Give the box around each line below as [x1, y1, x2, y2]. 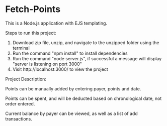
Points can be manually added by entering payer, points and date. [5, 85, 141, 91]
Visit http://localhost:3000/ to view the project [12, 66, 108, 72]
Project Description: [5, 76, 47, 82]
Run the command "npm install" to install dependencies [12, 50, 128, 56]
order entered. [5, 100, 35, 106]
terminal [12, 45, 30, 51]
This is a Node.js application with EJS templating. [5, 20, 107, 26]
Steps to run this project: [5, 30, 56, 36]
